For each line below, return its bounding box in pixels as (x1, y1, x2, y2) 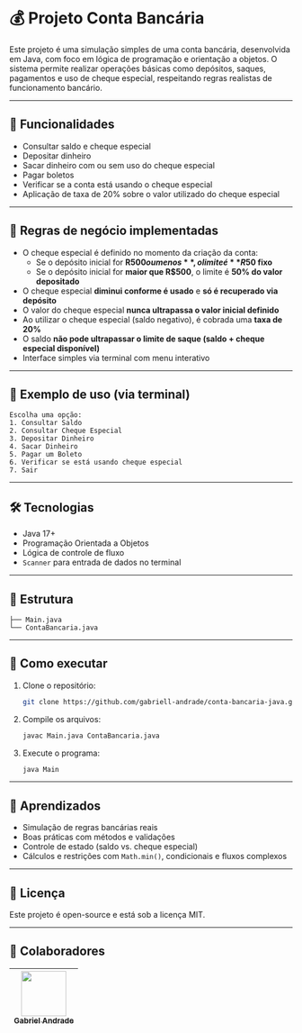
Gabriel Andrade (13, 1015, 75, 1026)
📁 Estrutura (9, 592, 74, 607)
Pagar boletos (22, 169, 75, 180)
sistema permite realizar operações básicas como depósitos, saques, (9, 63, 267, 74)
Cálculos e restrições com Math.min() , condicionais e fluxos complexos (22, 851, 288, 862)
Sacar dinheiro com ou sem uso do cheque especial (22, 159, 216, 170)
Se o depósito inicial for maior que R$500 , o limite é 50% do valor (35, 266, 283, 276)
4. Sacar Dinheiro (9, 442, 78, 451)
